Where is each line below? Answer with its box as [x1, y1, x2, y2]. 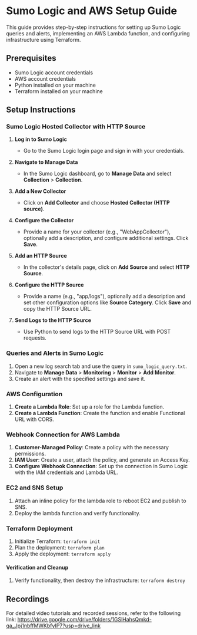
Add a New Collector [14, 187, 66, 195]
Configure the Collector [14, 217, 74, 224]
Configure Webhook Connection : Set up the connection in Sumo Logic [14, 463, 188, 470]
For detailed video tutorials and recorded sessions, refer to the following [6, 609, 181, 617]
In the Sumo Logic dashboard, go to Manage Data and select [23, 170, 172, 177]
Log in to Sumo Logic [14, 136, 68, 143]
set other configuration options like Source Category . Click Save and [23, 299, 192, 306]
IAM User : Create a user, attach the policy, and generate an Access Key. [14, 456, 190, 463]
